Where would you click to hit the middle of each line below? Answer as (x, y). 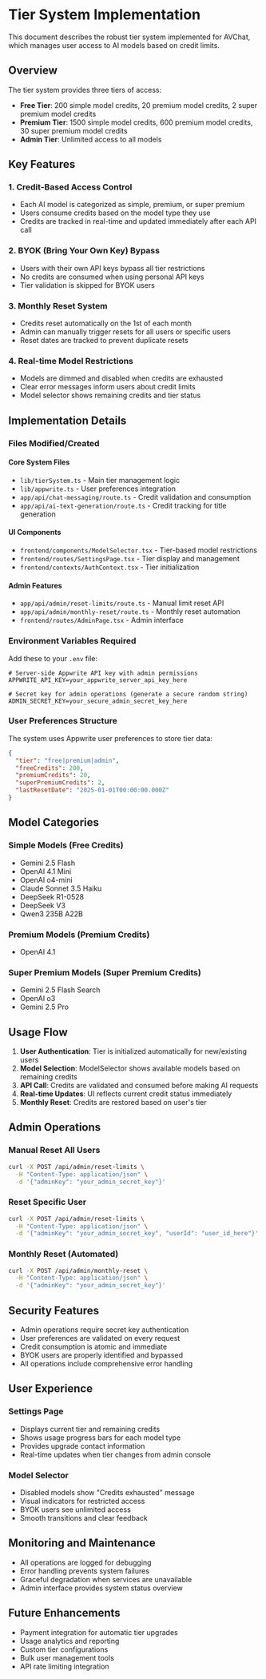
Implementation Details (67, 420)
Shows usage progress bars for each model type (100, 1438)
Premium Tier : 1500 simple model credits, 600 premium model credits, (136, 122)
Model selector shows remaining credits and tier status (110, 395)
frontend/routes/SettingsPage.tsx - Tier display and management (129, 559)
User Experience (51, 1389)
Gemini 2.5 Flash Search (60, 990)
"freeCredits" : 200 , (50, 768)
